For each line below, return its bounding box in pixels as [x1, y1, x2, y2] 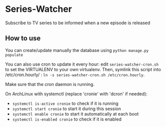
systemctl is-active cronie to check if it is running [12, 100, 119, 106]
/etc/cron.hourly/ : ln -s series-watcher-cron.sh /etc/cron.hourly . [5, 72, 145, 78]
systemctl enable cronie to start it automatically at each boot [12, 111, 139, 117]
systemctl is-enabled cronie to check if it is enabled [12, 116, 122, 122]
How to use [5, 34, 41, 42]
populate [5, 52, 23, 57]
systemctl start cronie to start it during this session [12, 105, 121, 112]
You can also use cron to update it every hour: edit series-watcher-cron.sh [5, 61, 159, 67]
